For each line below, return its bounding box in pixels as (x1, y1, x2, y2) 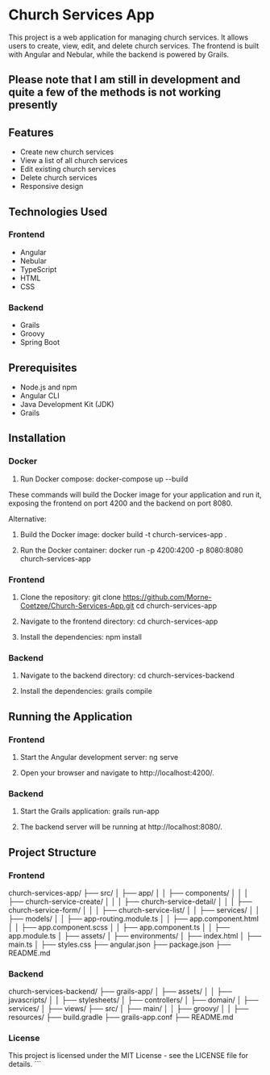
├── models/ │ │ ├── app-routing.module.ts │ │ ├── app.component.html (8, 913, 260, 923)
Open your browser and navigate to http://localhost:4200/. (19, 767, 215, 777)
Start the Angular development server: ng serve (19, 752, 179, 762)
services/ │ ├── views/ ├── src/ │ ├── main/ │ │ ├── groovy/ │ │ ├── (8, 1004, 249, 1014)
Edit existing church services (19, 164, 117, 174)
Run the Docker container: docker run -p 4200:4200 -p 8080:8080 (19, 545, 243, 555)
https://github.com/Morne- (122, 592, 212, 602)
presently (8, 99, 58, 112)
